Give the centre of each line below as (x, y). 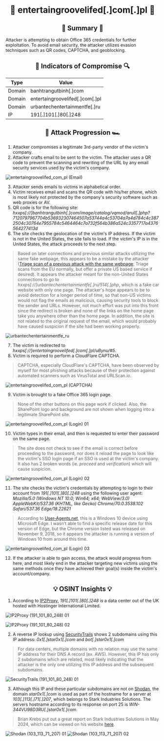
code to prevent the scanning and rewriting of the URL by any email (81, 162)
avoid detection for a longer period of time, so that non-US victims (84, 295)
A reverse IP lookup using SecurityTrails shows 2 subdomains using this (85, 634)
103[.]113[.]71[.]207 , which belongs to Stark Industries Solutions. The (82, 699)
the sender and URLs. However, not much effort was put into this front (88, 305)
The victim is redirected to (39, 345)
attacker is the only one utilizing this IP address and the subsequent (86, 665)
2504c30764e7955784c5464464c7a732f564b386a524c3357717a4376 (85, 223)
